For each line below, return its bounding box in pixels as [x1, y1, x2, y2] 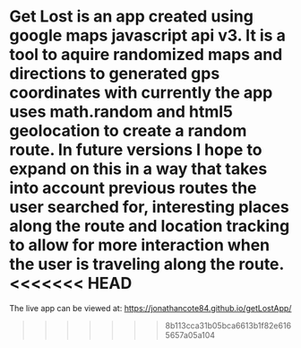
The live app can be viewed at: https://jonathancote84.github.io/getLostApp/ [9, 302, 292, 313]
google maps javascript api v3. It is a [9, 25, 287, 46]
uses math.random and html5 [9, 101, 233, 122]
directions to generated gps [9, 64, 220, 84]
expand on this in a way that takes [9, 159, 268, 179]
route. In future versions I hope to [9, 140, 262, 161]
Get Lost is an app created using [9, 6, 254, 27]
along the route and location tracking [9, 216, 290, 237]
